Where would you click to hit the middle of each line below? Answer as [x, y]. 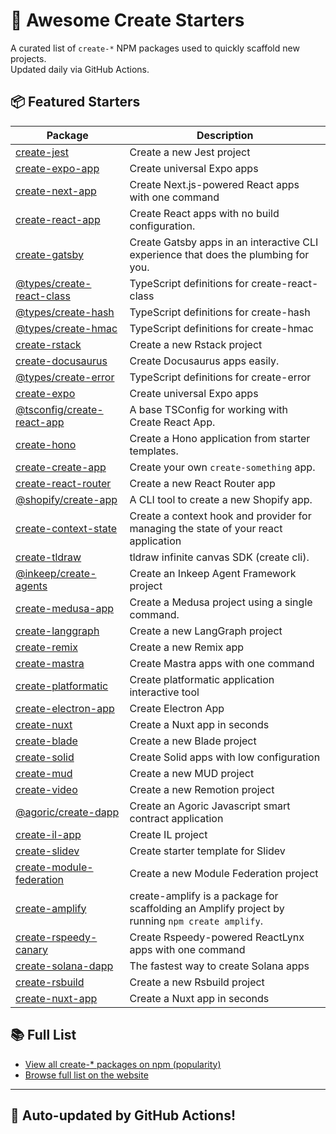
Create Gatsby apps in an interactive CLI [224, 242]
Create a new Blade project [193, 741]
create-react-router [63, 483]
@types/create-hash [65, 312]
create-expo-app [57, 168]
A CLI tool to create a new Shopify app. [221, 499]
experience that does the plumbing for [219, 254]
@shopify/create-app [66, 499]
